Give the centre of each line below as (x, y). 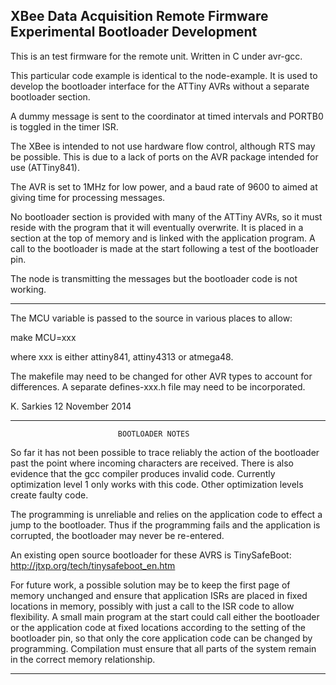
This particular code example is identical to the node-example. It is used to (164, 75)
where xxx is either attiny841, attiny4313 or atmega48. (122, 356)
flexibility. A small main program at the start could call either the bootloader (165, 616)
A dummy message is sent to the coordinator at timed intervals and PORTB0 (167, 116)
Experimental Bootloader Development (134, 32)
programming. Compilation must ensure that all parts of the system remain (163, 648)
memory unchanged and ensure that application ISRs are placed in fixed (159, 595)
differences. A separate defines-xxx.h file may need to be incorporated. (158, 386)
